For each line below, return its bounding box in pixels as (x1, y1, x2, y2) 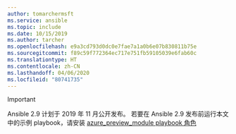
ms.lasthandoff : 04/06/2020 (7, 69, 90, 76)
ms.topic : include (7, 23, 61, 30)
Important (7, 95, 36, 104)
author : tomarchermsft (7, 10, 74, 18)
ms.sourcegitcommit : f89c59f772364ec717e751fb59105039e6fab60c (7, 50, 197, 57)
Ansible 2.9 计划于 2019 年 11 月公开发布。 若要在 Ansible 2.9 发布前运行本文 (7, 110, 229, 118)
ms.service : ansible (7, 17, 68, 24)
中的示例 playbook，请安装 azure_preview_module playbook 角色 (7, 118, 197, 127)
